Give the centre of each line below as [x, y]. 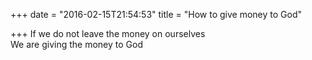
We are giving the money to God [76, 44]
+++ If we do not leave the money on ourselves [108, 33]
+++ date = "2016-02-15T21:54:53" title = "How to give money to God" [156, 14]
